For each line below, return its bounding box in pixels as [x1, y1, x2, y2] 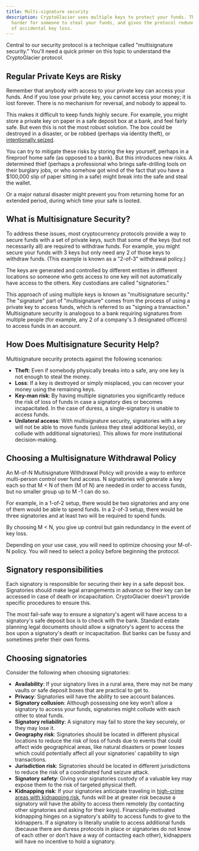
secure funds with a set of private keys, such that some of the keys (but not [6, 236, 191, 243]
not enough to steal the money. [14, 373, 91, 380]
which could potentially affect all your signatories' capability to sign [14, 750, 179, 757]
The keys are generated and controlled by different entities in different [6, 266, 178, 273]
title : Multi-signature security [6, 8, 89, 15]
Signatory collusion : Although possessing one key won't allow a [14, 699, 173, 706]
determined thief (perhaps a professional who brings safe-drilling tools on [6, 161, 187, 168]
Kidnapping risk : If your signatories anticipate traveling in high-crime [14, 788, 184, 795]
